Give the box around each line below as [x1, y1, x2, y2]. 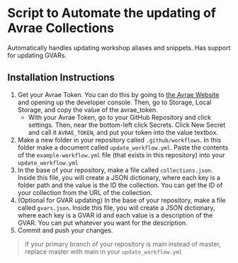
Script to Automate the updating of [7, 5, 216, 21]
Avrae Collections [7, 20, 115, 36]
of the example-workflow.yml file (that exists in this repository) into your [17, 150, 225, 159]
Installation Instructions [7, 72, 115, 84]
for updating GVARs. [7, 51, 67, 60]
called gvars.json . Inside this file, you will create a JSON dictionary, [17, 203, 215, 212]
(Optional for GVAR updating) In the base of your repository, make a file [17, 196, 226, 204]
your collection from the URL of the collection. [17, 188, 152, 196]
